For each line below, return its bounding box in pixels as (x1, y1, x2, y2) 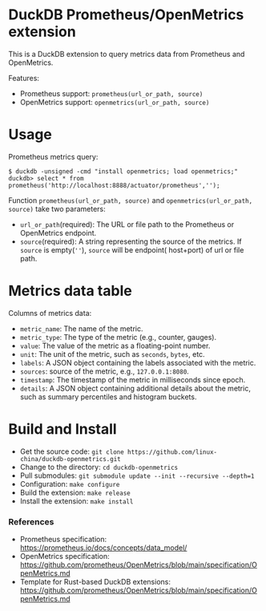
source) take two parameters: (8, 204, 106, 213)
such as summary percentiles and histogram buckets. (19, 391, 197, 402)
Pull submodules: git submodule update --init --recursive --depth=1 (19, 471, 255, 480)
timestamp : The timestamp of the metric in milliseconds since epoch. (19, 374, 246, 384)
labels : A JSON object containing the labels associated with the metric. (19, 358, 256, 367)
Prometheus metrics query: (8, 152, 99, 161)
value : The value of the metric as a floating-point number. (19, 341, 211, 350)
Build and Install (8, 420, 118, 438)
